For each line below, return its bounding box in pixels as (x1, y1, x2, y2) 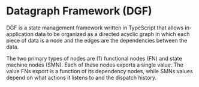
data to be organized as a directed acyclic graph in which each (35, 30, 190, 37)
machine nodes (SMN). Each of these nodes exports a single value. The (6, 61, 184, 68)
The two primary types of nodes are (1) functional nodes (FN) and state (6, 55, 182, 62)
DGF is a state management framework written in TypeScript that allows (6, 24, 184, 31)
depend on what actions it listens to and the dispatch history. (6, 74, 157, 81)
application (6, 30, 34, 37)
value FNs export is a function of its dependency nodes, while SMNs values (6, 67, 193, 74)
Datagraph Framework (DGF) (6, 4, 152, 18)
